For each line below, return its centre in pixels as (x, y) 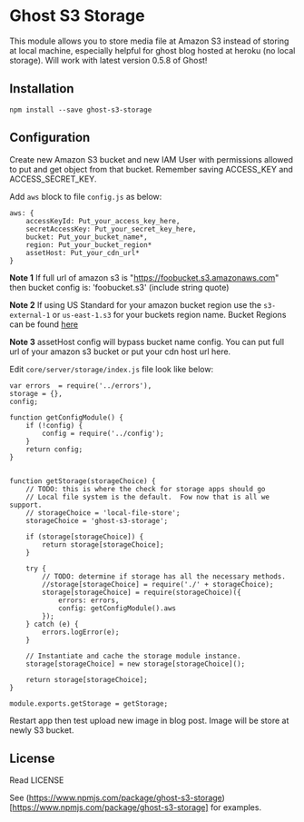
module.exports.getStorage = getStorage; (89, 703)
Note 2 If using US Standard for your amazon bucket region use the (135, 304)
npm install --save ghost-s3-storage (81, 110)
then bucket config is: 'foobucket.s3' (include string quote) (119, 287)
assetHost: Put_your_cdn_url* (83, 253)
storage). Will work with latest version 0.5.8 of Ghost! (108, 60)
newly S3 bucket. (42, 730)
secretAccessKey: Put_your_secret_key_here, (111, 229)
